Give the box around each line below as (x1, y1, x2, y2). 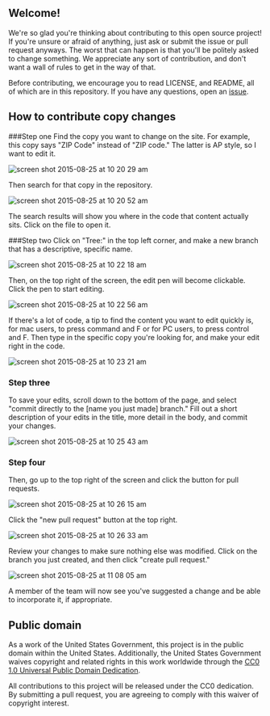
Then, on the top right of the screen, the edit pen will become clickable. (8, 275, 246, 285)
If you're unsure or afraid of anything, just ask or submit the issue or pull (8, 36, 248, 46)
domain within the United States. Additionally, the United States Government (8, 648, 262, 658)
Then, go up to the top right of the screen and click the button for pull (8, 475, 239, 485)
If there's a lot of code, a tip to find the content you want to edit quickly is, (8, 315, 254, 325)
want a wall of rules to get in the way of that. (8, 62, 156, 72)
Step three (8, 377, 51, 388)
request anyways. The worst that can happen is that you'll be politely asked (8, 44, 260, 55)
